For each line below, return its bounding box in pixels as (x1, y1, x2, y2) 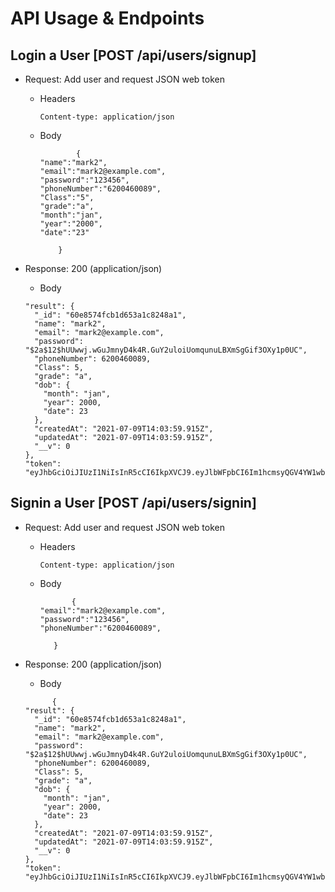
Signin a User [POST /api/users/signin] (10, 495, 257, 512)
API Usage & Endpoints (10, 7, 205, 30)
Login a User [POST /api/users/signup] (10, 47, 257, 64)
